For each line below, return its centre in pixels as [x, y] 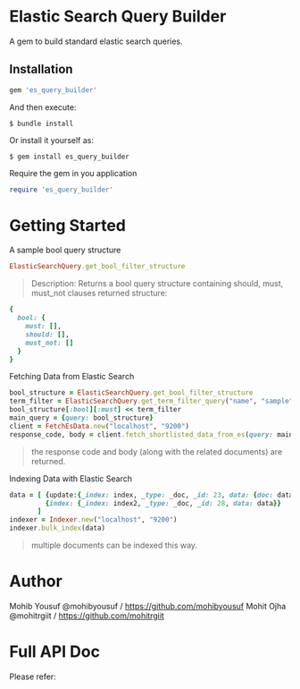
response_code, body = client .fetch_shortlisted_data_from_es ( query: [142, 434]
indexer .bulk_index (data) [57, 528]
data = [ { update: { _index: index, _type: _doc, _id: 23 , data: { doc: [142, 495]
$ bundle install [42, 123]
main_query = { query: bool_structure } [81, 418]
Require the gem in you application [73, 173]
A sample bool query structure [65, 250]
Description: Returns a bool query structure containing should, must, [157, 284]
